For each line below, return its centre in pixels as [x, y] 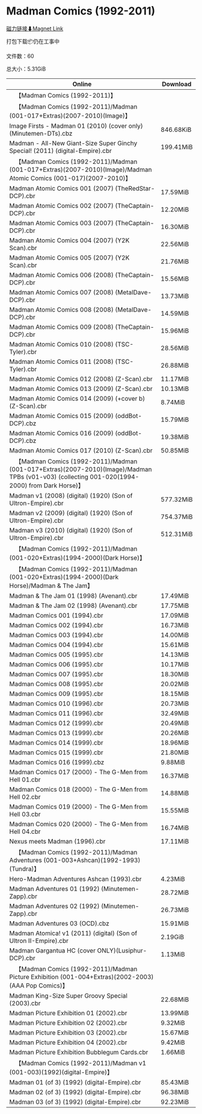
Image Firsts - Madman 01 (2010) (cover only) [76, 126]
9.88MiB [173, 762]
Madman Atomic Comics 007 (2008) [62, 292]
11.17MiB [175, 379]
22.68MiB [175, 1000]
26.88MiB [175, 365]
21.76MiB [175, 261]
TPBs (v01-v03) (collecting [49, 477]
